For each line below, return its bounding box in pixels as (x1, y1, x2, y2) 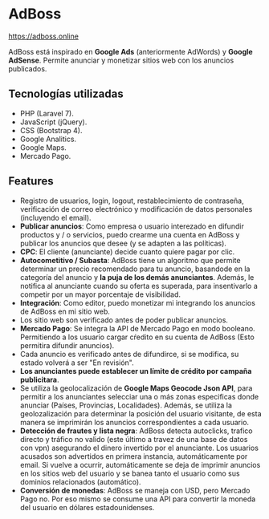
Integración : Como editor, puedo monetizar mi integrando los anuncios (19, 298, 255, 307)
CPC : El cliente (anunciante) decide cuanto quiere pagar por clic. (19, 246, 235, 257)
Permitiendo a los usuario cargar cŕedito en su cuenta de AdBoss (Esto (19, 332, 255, 342)
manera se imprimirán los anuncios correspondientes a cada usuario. (19, 417, 250, 427)
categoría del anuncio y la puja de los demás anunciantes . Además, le (19, 272, 255, 282)
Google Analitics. (19, 134, 77, 144)
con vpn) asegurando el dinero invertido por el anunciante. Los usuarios (19, 443, 259, 452)
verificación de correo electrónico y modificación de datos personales (19, 204, 253, 213)
